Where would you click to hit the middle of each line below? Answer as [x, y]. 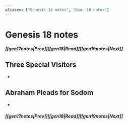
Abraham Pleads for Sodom [49, 93]
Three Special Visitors [41, 65]
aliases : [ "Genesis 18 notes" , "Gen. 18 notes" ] [57, 10]
